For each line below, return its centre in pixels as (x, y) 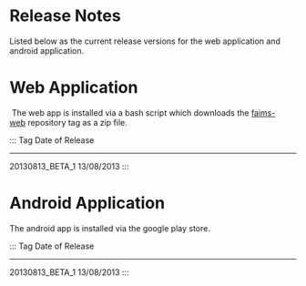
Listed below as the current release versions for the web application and (145, 41)
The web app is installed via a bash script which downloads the (130, 112)
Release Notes (65, 16)
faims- (263, 112)
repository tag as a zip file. (77, 122)
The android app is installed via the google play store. (110, 228)
